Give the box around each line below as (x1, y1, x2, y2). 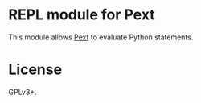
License (8, 60, 63, 79)
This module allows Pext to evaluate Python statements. (8, 32, 194, 42)
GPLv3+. (8, 87, 38, 97)
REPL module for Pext (8, 6, 155, 24)
